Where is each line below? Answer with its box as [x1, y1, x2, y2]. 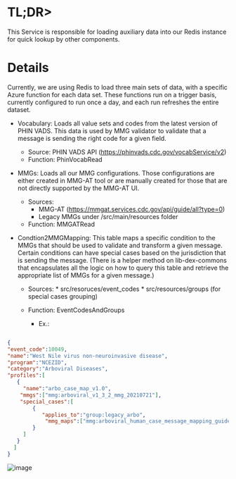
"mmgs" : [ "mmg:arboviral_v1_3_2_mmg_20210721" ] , [20, 392, 162, 399]
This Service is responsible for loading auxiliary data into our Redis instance [7, 27, 227, 36]
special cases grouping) [27, 292, 98, 300]
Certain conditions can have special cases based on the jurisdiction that [17, 248, 226, 257]
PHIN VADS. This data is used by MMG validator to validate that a [17, 126, 206, 135]
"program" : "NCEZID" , [7, 359, 68, 366]
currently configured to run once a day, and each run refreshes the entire [7, 98, 219, 106]
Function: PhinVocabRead [27, 155, 103, 163]
